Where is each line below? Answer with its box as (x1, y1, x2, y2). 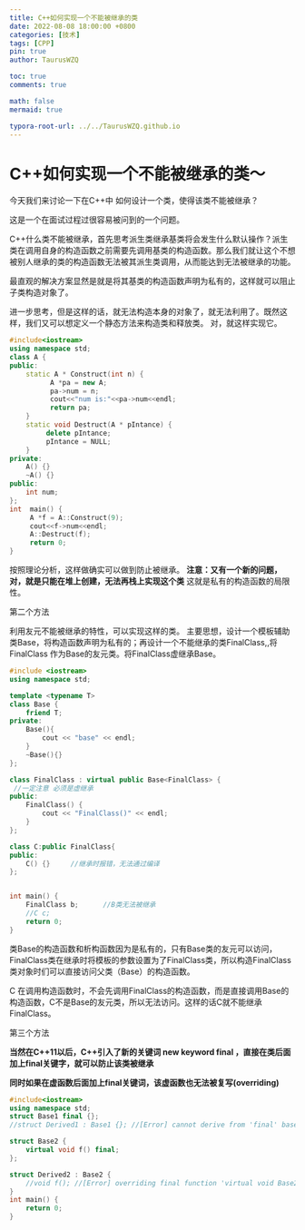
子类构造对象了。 (9, 287, 74, 298)
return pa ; (49, 403, 92, 413)
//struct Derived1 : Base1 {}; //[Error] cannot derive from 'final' (9, 1120, 279, 1130)
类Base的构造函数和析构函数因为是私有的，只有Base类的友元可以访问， (9, 943, 278, 954)
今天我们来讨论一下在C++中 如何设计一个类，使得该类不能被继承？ (9, 195, 259, 206)
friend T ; (25, 708, 64, 717)
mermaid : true (9, 105, 64, 114)
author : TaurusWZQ (9, 55, 79, 64)
